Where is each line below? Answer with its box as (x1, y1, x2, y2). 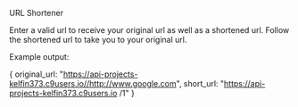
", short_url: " (176, 78, 225, 88)
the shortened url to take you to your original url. (9, 35, 187, 45)
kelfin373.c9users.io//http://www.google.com (9, 78, 177, 88)
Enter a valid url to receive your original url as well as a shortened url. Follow (9, 25, 290, 35)
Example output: (9, 52, 70, 62)
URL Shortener (9, 8, 64, 18)
